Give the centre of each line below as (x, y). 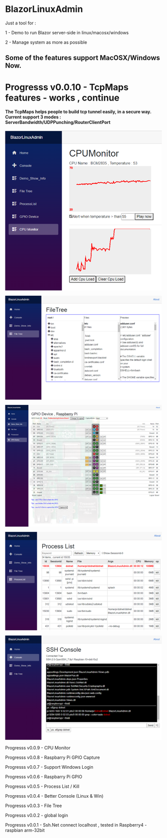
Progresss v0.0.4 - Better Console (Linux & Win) (54, 796)
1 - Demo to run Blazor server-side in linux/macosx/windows (67, 32)
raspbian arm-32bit (25, 830)
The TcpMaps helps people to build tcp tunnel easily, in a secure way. (78, 112)
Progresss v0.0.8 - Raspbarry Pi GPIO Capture (53, 757)
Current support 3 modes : (33, 117)
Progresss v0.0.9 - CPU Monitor (38, 747)
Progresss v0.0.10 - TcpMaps (67, 87)
